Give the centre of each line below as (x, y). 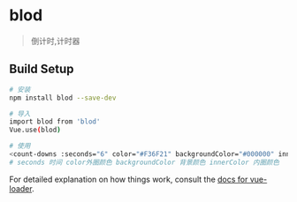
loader (21, 188)
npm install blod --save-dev (63, 98)
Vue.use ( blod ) (35, 130)
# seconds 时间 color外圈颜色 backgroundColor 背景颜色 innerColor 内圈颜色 (145, 162)
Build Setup (42, 69)
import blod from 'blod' (55, 122)
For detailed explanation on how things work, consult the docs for (129, 179)
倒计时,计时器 (55, 41)
